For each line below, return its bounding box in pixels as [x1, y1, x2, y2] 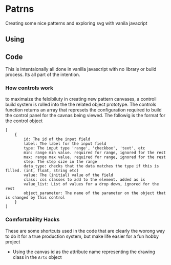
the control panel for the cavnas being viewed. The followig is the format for [5, 112, 166, 119]
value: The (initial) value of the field [24, 173, 114, 178]
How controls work [5, 84, 54, 91]
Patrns [5, 3, 34, 15]
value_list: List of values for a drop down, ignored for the [24, 182, 159, 187]
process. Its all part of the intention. [5, 71, 80, 78]
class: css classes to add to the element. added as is [24, 177, 145, 182]
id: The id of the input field [24, 137, 91, 142]
